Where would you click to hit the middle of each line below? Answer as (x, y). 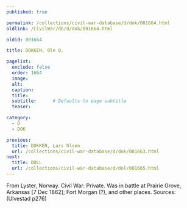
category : (19, 118)
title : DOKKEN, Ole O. (35, 50)
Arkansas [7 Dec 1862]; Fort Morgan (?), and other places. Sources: (91, 192)
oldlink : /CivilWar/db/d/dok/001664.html (60, 29)
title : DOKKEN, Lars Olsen (46, 146)
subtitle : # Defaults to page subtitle (69, 101)
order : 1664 (27, 73)
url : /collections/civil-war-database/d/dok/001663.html (86, 151)
